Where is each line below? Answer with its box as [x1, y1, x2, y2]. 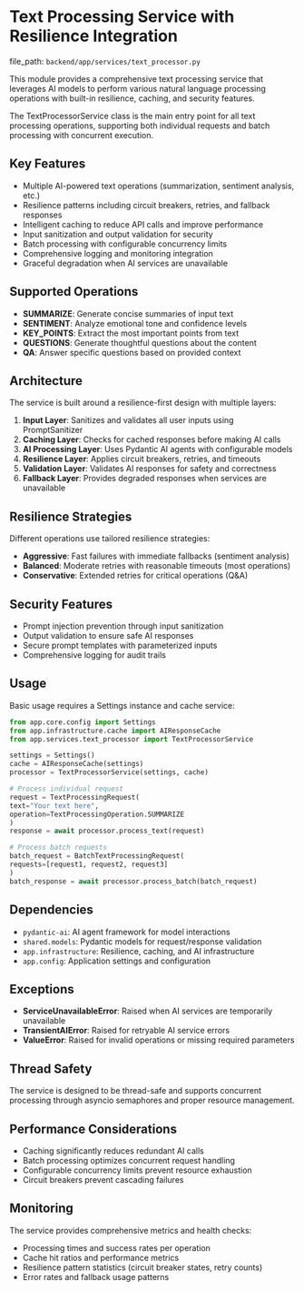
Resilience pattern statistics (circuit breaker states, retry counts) [22, 1262, 263, 1273]
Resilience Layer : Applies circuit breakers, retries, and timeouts [22, 453, 261, 465]
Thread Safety [9, 1061, 93, 1076]
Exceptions [9, 981, 74, 997]
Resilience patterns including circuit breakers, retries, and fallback [22, 199, 270, 210]
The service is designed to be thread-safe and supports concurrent [9, 1085, 261, 1096]
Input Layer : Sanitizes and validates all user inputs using [22, 415, 234, 426]
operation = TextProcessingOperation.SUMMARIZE [9, 810, 184, 819]
